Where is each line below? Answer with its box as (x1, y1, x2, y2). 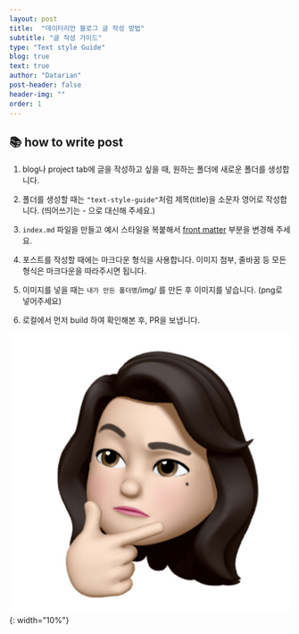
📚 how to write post (9, 134, 123, 149)
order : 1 (9, 99, 42, 108)
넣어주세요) (21, 296, 62, 307)
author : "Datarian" (9, 72, 82, 80)
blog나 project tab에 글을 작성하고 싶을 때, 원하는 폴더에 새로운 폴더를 (21, 164, 266, 174)
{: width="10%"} (9, 614, 70, 625)
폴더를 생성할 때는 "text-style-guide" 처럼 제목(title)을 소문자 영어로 (21, 194, 264, 205)
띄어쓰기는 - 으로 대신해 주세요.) (44, 206, 156, 216)
